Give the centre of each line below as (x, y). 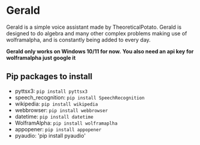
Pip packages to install (49, 76)
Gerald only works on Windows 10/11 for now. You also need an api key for (100, 51)
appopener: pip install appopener (58, 129)
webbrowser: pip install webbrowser (61, 110)
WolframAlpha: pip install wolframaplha (66, 123)
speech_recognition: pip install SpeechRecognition (80, 97)
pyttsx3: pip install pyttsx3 (51, 91)
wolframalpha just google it (41, 58)
